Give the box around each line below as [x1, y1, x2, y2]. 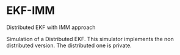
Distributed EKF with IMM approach [6, 24, 96, 31]
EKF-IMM [6, 4, 55, 18]
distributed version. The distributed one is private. [6, 42, 132, 49]
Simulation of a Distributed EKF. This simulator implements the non [6, 35, 174, 42]
